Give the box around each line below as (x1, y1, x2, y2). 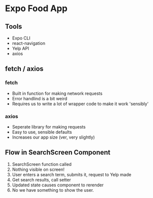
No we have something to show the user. (12, 187, 94, 193)
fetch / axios (5, 65, 44, 73)
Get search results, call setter (12, 177, 71, 182)
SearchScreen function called (12, 161, 72, 167)
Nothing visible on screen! (12, 166, 65, 172)
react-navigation (12, 40, 46, 46)
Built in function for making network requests (12, 90, 103, 96)
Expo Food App (5, 3, 68, 14)
